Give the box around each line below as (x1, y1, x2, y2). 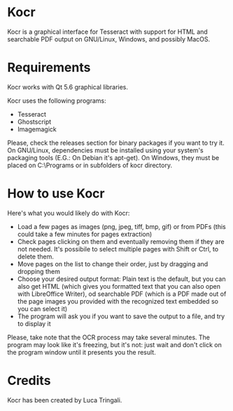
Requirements (7, 60, 91, 76)
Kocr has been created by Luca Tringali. (7, 396, 122, 404)
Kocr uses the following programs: (7, 96, 106, 105)
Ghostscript (17, 117, 52, 126)
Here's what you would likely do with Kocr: (7, 209, 130, 217)
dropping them (17, 267, 61, 275)
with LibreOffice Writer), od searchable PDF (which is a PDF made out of (17, 289, 227, 298)
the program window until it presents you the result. (7, 348, 156, 356)
